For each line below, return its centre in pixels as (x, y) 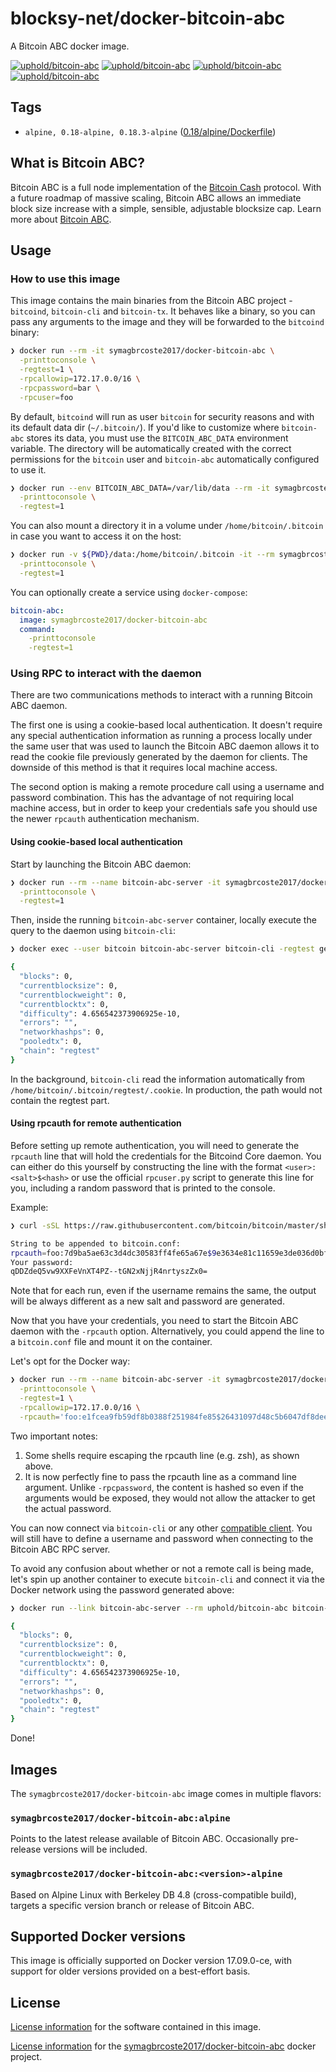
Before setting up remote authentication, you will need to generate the (155, 1145)
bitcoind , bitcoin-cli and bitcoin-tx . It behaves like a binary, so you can (163, 311)
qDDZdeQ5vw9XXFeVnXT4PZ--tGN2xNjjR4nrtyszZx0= (109, 1272)
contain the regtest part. (60, 1100)
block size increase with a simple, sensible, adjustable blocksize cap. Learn (166, 208)
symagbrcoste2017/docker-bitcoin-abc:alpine (120, 1818)
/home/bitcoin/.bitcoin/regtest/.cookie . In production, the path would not (166, 1089)
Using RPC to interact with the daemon (106, 674)
